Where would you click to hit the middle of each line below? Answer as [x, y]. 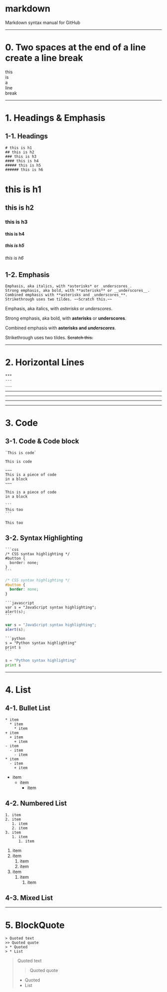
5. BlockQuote [35, 925]
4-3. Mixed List [29, 898]
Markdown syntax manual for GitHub [43, 22]
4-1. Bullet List [28, 708]
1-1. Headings [27, 136]
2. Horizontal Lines [45, 362]
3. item [13, 832]
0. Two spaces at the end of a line [76, 47]
